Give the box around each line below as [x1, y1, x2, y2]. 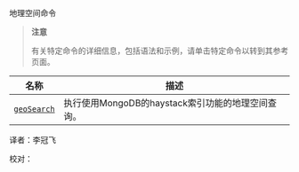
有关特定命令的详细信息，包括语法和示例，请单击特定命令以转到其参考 [30, 45, 289, 56]
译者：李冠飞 [9, 135, 56, 145]
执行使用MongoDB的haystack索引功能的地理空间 [63, 97, 269, 109]
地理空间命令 [9, 8, 56, 18]
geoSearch [13, 105, 55, 113]
